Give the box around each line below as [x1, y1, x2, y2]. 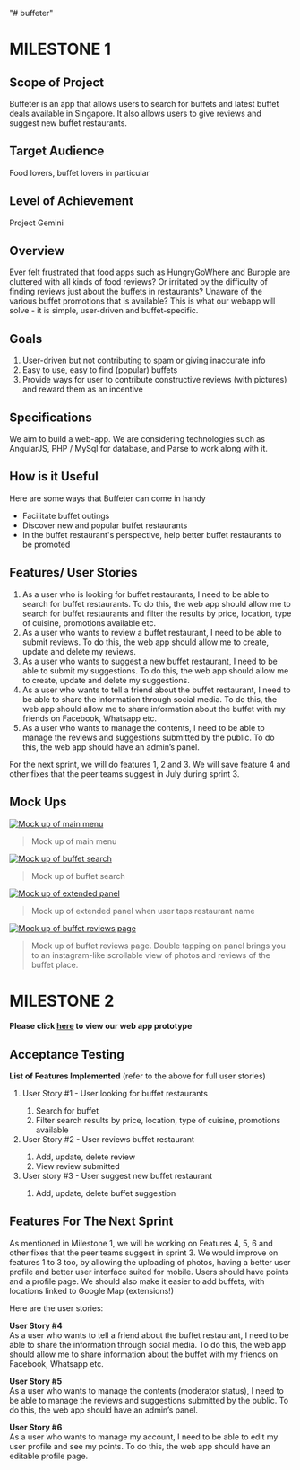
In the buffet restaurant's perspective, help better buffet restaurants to [21, 529, 282, 540]
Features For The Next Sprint [9, 1214, 174, 1229]
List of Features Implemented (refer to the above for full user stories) [9, 1070, 266, 1081]
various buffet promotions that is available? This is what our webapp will [9, 295, 276, 306]
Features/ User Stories [9, 565, 138, 580]
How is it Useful [9, 469, 99, 484]
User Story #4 [9, 1320, 63, 1331]
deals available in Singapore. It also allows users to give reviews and [9, 108, 261, 119]
